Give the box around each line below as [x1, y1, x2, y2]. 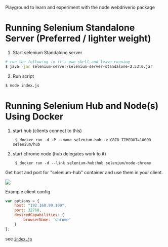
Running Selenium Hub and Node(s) [5, 100, 159, 111]
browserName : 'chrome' [23, 217, 71, 222]
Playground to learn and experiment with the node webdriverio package [5, 5, 155, 10]
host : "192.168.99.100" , [14, 203, 67, 208]
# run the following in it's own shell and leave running [5, 59, 130, 64]
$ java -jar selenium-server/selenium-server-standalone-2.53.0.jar [5, 64, 153, 69]
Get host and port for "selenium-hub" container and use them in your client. [5, 169, 163, 175]
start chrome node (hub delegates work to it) [12, 150, 106, 156]
